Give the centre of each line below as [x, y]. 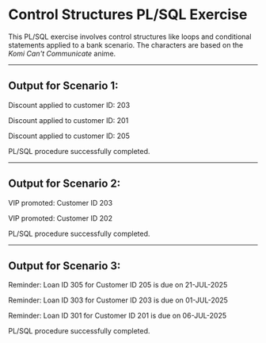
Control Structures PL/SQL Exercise [128, 15]
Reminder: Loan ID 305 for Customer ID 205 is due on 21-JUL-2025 [118, 285]
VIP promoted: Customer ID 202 [61, 218]
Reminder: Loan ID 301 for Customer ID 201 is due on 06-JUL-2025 [118, 316]
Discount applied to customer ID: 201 [68, 120]
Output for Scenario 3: [65, 266]
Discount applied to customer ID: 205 [69, 136]
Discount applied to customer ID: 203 [69, 105]
